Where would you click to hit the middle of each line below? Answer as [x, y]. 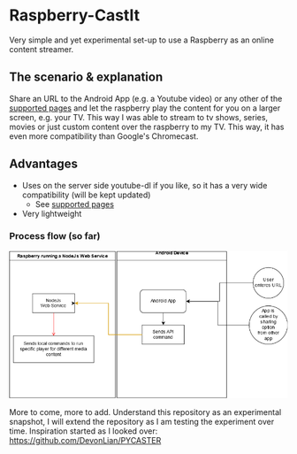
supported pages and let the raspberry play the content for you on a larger [145, 108]
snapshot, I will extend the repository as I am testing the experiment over [142, 422]
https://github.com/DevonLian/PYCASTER [85, 441]
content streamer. [42, 49]
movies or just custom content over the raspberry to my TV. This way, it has [147, 127]
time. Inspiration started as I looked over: [84, 431]
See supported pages [75, 204]
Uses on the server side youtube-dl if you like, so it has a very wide [145, 185]
